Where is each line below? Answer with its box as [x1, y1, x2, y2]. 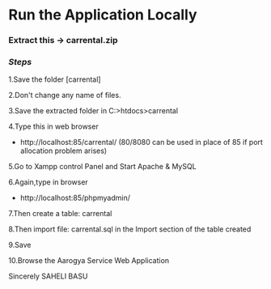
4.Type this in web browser [8, 121, 99, 131]
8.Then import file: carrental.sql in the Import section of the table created [8, 224, 252, 234]
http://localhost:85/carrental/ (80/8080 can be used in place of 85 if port [19, 138, 263, 147]
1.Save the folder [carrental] [8, 74, 101, 84]
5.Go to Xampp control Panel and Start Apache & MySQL [8, 162, 197, 172]
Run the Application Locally [8, 6, 197, 24]
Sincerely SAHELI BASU [8, 271, 88, 281]
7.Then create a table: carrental [8, 209, 112, 219]
